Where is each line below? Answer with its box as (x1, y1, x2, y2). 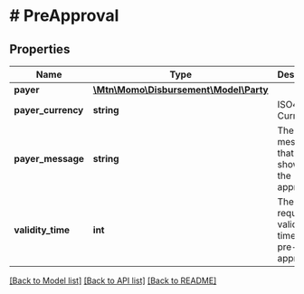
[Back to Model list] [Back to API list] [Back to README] (9, 275, 217, 286)
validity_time (14, 223, 71, 236)
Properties (9, 42, 71, 57)
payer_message (14, 153, 84, 165)
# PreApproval (9, 5, 119, 26)
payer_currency (14, 104, 84, 116)
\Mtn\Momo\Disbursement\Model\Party (92, 83, 269, 96)
